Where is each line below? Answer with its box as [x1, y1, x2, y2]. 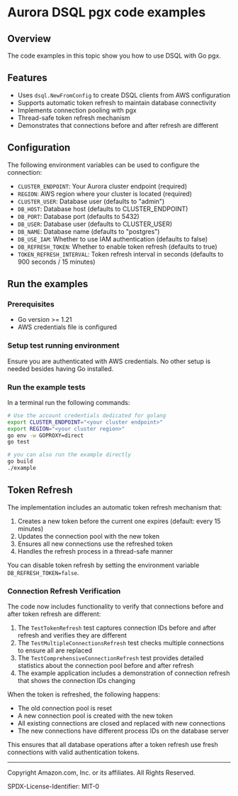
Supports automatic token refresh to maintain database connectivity [17, 98, 217, 107]
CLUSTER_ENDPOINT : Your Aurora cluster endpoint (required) [17, 182, 188, 190]
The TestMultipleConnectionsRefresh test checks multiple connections [17, 639, 225, 647]
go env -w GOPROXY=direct [7, 431, 84, 439]
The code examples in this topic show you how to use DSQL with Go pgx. [7, 51, 222, 60]
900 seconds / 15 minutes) [17, 257, 96, 266]
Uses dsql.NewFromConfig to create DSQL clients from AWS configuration [17, 90, 231, 99]
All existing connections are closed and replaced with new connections [17, 719, 225, 728]
